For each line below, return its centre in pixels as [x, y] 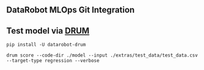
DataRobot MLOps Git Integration [71, 10]
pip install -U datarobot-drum [46, 45]
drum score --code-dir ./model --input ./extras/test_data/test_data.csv [102, 55]
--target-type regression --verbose [53, 61]
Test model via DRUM [48, 31]
